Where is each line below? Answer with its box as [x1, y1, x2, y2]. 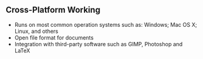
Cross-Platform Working [5, 5, 101, 15]
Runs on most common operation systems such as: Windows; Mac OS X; [14, 21, 198, 28]
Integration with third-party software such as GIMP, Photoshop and [14, 40, 183, 47]
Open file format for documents [14, 33, 94, 41]
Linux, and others [14, 27, 58, 35]
